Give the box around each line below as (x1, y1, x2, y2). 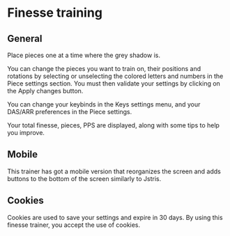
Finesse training (7, 5, 103, 21)
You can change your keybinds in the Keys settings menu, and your (7, 100, 201, 109)
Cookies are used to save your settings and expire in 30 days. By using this (7, 213, 223, 221)
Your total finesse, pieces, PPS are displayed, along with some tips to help (7, 121, 220, 129)
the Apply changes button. (7, 87, 84, 95)
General (7, 33, 43, 45)
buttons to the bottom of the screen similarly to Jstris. (7, 174, 162, 182)
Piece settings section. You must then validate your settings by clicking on (7, 79, 221, 88)
